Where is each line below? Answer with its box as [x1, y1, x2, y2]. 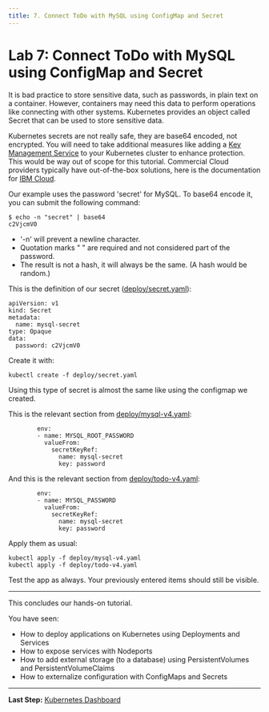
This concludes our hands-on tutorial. [8, 598, 133, 608]
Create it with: [8, 355, 54, 365]
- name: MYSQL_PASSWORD [37, 496, 116, 504]
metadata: [8, 314, 42, 322]
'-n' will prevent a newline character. [19, 234, 141, 244]
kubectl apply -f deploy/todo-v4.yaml [8, 560, 138, 569]
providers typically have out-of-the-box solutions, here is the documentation [8, 165, 261, 175]
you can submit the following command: [8, 197, 141, 207]
